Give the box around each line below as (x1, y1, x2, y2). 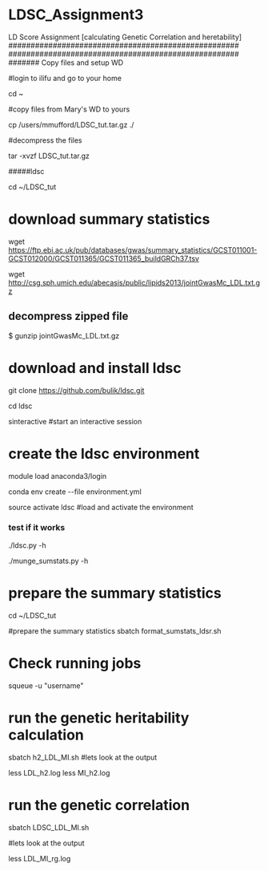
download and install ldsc (8, 359, 182, 377)
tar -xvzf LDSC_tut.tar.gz (8, 151, 90, 160)
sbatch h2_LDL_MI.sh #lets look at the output (8, 752, 158, 762)
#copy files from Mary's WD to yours (8, 104, 130, 114)
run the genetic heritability (8, 708, 190, 727)
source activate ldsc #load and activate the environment (8, 502, 194, 512)
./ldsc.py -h (8, 540, 46, 550)
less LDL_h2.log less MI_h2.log (8, 768, 110, 777)
